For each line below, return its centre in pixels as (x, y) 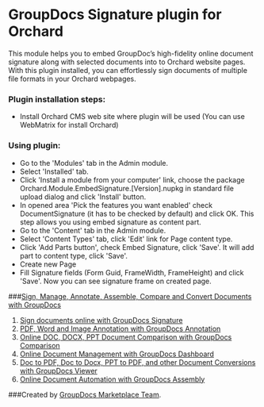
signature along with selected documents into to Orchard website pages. (127, 62)
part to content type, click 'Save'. (74, 255)
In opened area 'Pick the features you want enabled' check (116, 205)
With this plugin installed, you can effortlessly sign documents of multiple (128, 70)
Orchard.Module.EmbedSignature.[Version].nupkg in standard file (126, 188)
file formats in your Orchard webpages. (72, 79)
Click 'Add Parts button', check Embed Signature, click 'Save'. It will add (137, 247)
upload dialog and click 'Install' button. (83, 197)
